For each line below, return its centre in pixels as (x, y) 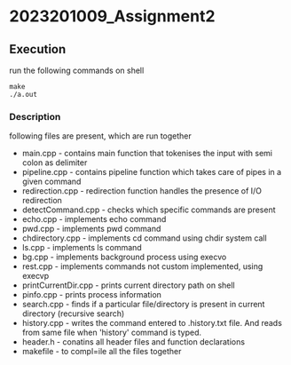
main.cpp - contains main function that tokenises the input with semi (147, 154)
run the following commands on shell (77, 70)
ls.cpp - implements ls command (82, 248)
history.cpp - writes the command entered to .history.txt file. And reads (152, 323)
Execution (38, 49)
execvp (35, 276)
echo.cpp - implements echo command (94, 219)
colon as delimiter (55, 163)
